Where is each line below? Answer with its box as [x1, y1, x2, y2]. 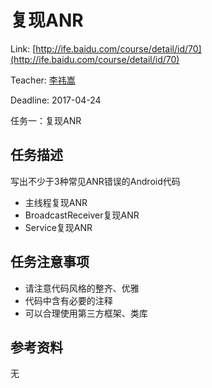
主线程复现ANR [24, 196, 88, 208]
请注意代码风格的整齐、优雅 [24, 282, 140, 294]
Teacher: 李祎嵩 [10, 74, 76, 86]
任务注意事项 [10, 254, 90, 271]
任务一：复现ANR [10, 114, 82, 126]
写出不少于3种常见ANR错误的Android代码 [10, 175, 181, 187]
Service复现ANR [24, 221, 93, 233]
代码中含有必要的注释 [24, 294, 113, 306]
